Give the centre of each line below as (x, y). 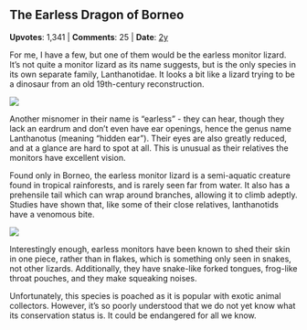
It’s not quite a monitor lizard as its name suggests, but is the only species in (153, 64)
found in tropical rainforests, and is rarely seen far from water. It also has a (150, 185)
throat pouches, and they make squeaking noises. (103, 278)
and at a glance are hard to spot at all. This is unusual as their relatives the (149, 148)
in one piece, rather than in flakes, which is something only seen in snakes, (151, 259)
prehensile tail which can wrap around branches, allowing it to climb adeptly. (153, 195)
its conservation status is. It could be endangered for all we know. (133, 315)
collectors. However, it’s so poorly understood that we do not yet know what (153, 305)
